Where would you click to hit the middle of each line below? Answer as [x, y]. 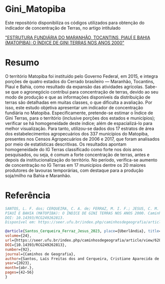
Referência [28, 196]
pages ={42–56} [20, 272]
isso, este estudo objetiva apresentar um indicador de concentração [74, 107]
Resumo [22, 63]
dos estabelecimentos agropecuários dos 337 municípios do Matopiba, [77, 133]
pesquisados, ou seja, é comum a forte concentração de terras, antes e [77, 155]
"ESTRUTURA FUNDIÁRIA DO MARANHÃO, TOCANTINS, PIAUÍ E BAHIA [78, 37]
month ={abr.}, [20, 268]
